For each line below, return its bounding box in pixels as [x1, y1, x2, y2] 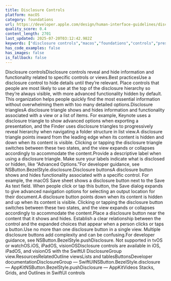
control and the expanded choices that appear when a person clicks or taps [5, 221, 164, 227]
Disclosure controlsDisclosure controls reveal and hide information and [5, 69, 154, 75]
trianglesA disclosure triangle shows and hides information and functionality [5, 107, 165, 113]
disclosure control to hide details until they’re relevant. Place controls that [5, 80, 159, 86]
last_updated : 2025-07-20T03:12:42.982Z [5, 36, 93, 41]
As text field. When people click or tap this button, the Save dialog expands [5, 183, 163, 189]
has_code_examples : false [5, 45, 60, 51]
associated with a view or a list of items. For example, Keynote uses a [5, 112, 151, 119]
